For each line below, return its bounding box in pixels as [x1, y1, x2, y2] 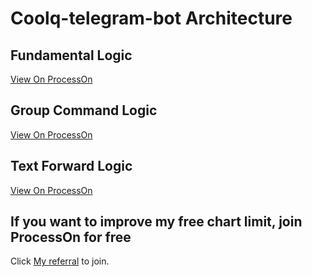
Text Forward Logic [10, 158, 133, 175]
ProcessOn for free [10, 229, 132, 246]
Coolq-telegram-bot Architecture [10, 7, 293, 30]
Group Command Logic [10, 102, 158, 119]
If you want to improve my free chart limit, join [10, 213, 303, 231]
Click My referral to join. [10, 255, 110, 267]
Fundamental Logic [10, 47, 133, 64]
